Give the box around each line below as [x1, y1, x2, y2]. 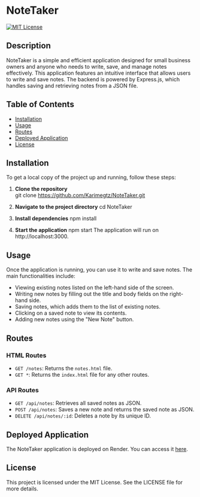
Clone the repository [14, 185, 68, 193]
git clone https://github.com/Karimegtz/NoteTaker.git [14, 192, 146, 199]
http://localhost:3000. [14, 233, 69, 240]
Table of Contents [6, 99, 75, 109]
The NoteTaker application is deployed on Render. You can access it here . [6, 445, 189, 452]
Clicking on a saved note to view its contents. [14, 309, 127, 317]
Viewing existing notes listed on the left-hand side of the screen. [14, 284, 174, 291]
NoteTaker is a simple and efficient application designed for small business [6, 56, 190, 63]
